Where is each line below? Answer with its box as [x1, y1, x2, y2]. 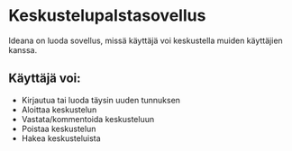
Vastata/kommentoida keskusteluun [21, 113, 155, 124]
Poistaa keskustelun [21, 123, 96, 134]
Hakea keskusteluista [21, 132, 101, 144]
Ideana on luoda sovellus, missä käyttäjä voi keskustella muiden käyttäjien [8, 35, 283, 46]
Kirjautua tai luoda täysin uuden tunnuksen [21, 94, 181, 105]
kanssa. [8, 44, 38, 55]
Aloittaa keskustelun [21, 104, 97, 115]
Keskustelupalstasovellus [8, 5, 206, 26]
